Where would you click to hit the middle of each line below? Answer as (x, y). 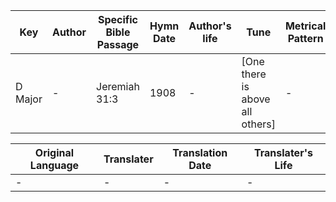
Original (54, 152)
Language (54, 165)
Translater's (283, 152)
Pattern (305, 38)
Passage (118, 44)
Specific (118, 19)
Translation (200, 152)
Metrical (305, 26)
